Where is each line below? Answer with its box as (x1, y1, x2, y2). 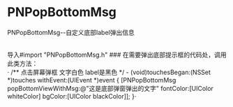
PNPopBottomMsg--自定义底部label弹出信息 (7, 28, 135, 36)
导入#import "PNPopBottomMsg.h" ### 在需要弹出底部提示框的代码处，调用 (7, 50, 227, 59)
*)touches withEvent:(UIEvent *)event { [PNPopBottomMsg (7, 76, 176, 84)
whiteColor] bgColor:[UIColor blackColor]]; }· (7, 92, 137, 100)
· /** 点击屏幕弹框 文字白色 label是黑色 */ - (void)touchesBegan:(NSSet (7, 68, 211, 76)
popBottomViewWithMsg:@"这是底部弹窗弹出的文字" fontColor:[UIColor (7, 84, 214, 92)
